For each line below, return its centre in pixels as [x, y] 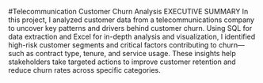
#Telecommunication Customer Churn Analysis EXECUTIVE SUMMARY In [128, 11]
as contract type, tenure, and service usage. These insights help [131, 53]
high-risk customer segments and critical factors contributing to [113, 45]
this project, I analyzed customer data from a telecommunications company [131, 20]
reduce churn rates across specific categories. [84, 70]
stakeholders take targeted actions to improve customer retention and [122, 62]
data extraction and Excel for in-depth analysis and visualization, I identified [132, 36]
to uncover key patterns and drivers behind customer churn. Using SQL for [130, 28]
